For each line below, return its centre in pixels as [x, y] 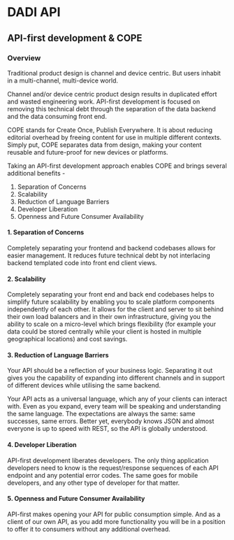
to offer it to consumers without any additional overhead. [89, 529]
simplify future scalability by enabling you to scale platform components [111, 302]
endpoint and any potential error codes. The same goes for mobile [103, 475]
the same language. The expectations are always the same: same [101, 414]
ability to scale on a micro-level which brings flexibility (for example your [112, 324]
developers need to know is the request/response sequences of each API [113, 468]
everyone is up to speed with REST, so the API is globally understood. [108, 429]
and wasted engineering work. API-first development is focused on [104, 101]
